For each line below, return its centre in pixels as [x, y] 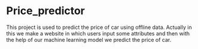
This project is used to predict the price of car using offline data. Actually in [99, 27]
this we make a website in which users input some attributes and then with [98, 33]
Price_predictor [45, 11]
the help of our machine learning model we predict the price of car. [89, 40]
